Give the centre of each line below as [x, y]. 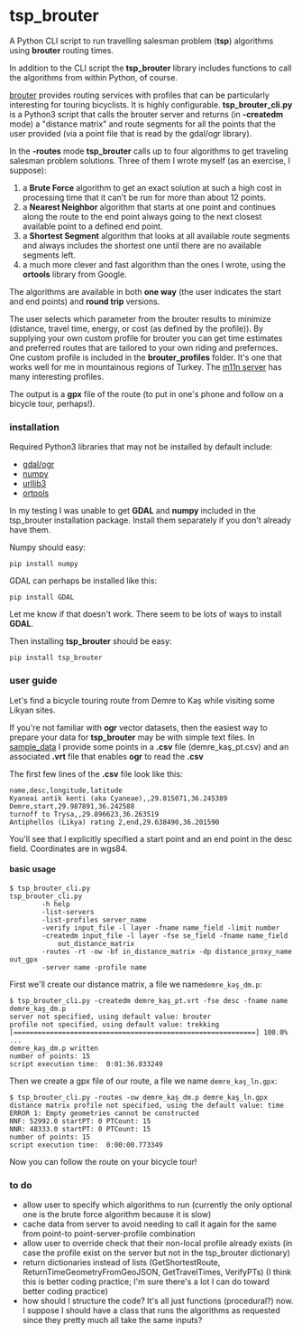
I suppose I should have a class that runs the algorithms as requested [151, 1310]
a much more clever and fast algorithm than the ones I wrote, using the [154, 264]
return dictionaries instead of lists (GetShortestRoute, [121, 1263]
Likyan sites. [32, 710]
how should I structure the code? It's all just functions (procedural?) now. [158, 1301]
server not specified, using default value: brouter [110, 1017]
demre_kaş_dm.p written [54, 1048]
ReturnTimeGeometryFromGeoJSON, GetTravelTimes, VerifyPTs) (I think [157, 1273]
